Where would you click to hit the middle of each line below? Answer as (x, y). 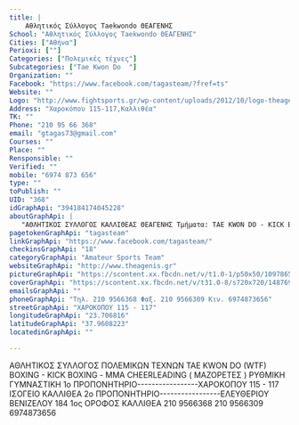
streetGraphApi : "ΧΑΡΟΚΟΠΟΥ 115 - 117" (83, 307)
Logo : (19, 100)
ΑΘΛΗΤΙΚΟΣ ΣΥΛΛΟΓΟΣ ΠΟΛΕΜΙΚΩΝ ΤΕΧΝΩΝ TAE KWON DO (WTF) (138, 365)
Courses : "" (31, 142)
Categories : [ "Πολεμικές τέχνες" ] (73, 59)
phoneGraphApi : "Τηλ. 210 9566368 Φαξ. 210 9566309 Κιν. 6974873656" (141, 299)
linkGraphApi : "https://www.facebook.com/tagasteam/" (111, 241)
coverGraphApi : (37, 282)
